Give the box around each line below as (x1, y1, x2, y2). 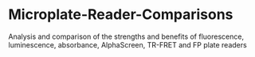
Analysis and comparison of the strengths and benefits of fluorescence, (8, 32, 245, 41)
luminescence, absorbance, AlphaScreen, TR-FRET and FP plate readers (8, 40, 247, 49)
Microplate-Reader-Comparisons (8, 6, 233, 24)
